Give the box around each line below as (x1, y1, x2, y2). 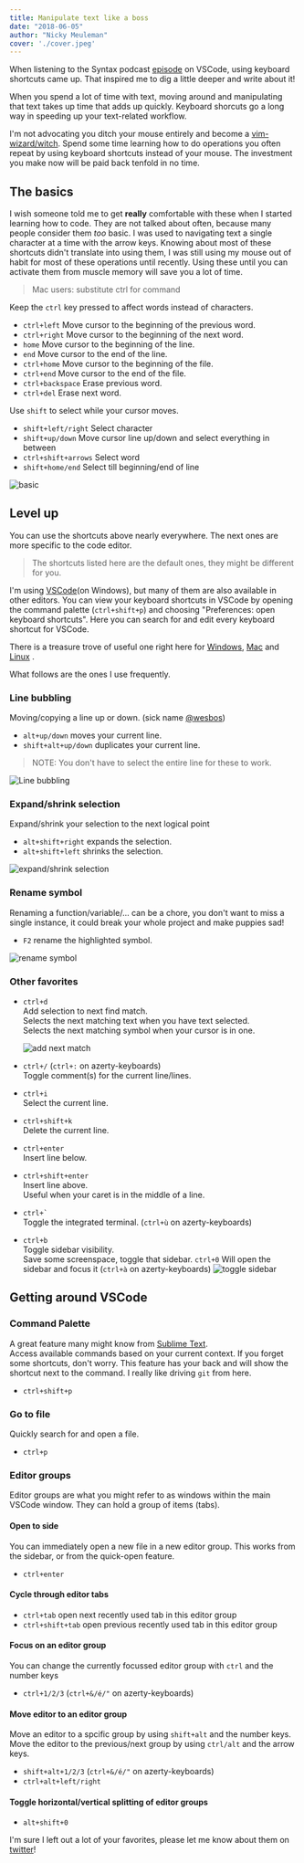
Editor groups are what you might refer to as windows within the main (9, 1489, 271, 1500)
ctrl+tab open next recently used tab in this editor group (22, 1609, 237, 1620)
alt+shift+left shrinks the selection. (22, 846, 163, 857)
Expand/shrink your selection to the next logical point (9, 818, 210, 829)
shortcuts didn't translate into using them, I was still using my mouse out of (9, 247, 292, 258)
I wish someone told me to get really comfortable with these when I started (9, 208, 292, 219)
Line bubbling (9, 691, 71, 704)
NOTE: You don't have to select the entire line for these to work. (31, 757, 272, 768)
